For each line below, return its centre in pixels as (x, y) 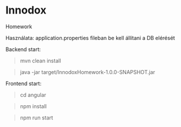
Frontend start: (24, 83)
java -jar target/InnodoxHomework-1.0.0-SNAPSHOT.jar (88, 72)
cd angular (33, 95)
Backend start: (23, 49)
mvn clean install (40, 61)
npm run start (37, 118)
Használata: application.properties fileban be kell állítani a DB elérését (90, 38)
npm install (33, 106)
